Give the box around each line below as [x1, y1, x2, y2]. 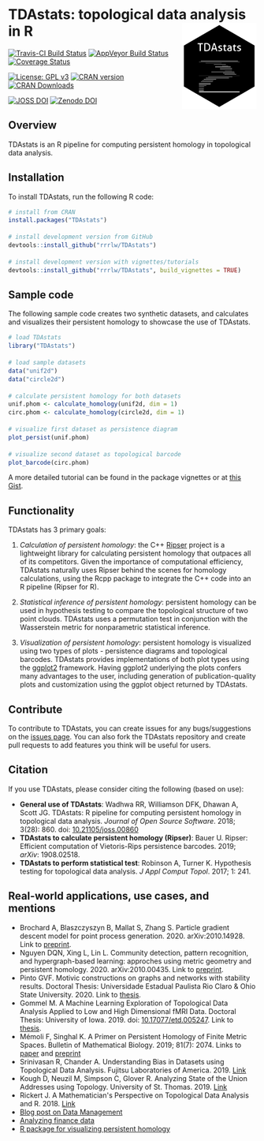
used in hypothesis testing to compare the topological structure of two [19, 606, 248, 615]
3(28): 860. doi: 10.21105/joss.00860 [19, 825, 139, 834]
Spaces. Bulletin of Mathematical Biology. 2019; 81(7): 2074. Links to [19, 1040, 242, 1049]
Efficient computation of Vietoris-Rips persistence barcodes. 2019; [19, 841, 236, 851]
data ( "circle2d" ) [8, 375, 65, 383]
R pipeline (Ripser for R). [19, 582, 99, 592]
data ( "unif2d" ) [8, 367, 58, 375]
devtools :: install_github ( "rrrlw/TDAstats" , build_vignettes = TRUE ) [8, 266, 242, 274]
